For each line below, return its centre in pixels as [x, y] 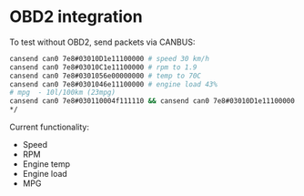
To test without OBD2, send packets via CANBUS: [102, 42]
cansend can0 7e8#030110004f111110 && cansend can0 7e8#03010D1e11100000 [152, 101]
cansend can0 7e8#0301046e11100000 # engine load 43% [114, 84]
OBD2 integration [76, 17]
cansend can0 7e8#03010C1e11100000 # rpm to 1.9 [103, 67]
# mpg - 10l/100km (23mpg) [63, 93]
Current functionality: [49, 127]
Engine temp [46, 164]
